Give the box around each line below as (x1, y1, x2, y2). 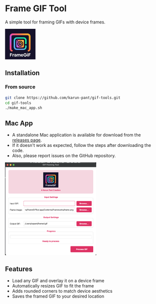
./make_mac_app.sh (5, 105, 42, 110)
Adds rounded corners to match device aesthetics (12, 288, 113, 294)
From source (5, 83, 35, 90)
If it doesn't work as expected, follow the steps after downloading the (12, 142, 152, 148)
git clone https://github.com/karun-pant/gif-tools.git (5, 95, 121, 100)
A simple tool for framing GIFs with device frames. (5, 19, 105, 25)
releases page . (12, 137, 42, 143)
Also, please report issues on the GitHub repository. (12, 153, 116, 159)
